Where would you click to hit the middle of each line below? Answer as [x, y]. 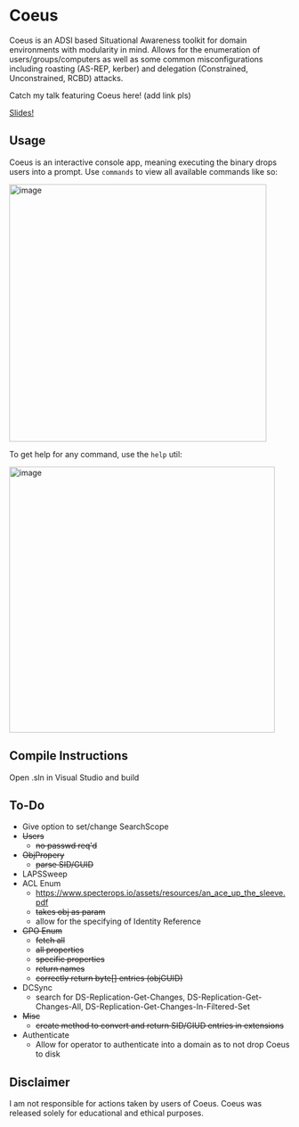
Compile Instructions [69, 756]
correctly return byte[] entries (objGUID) [109, 978]
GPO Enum [42, 931]
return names [60, 969]
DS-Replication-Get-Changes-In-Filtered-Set [168, 1007]
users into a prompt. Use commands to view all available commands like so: [144, 171]
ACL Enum [41, 884]
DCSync [37, 988]
